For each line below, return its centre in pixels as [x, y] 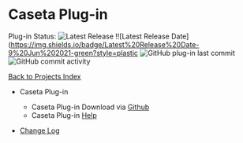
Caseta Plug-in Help [64, 115]
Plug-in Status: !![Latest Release [89, 36]
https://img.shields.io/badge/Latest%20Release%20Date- [105, 44]
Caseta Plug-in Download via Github [90, 107]
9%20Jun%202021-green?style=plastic [73, 53]
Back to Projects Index [45, 76]
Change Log [40, 130]
